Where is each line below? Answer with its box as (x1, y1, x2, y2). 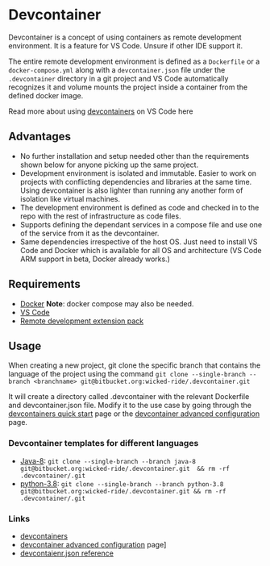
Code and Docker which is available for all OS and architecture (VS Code (19, 245, 262, 255)
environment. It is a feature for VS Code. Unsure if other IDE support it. (8, 40, 243, 50)
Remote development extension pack (19, 316, 144, 326)
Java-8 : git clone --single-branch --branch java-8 (19, 456, 196, 465)
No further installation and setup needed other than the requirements (19, 151, 250, 160)
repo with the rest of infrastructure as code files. (19, 211, 181, 221)
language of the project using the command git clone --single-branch (8, 369, 246, 379)
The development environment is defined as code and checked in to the (19, 202, 260, 212)
